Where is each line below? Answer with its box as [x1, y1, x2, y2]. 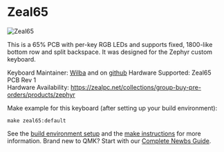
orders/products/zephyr [7, 91, 76, 99]
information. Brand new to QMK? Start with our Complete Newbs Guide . [7, 136, 212, 145]
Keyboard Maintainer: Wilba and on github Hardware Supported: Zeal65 [7, 68, 212, 77]
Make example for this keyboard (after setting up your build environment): [7, 104, 218, 112]
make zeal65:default [7, 117, 67, 124]
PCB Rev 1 [7, 75, 37, 84]
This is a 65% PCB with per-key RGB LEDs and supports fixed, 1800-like [7, 40, 213, 48]
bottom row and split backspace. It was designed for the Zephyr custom [7, 48, 213, 56]
